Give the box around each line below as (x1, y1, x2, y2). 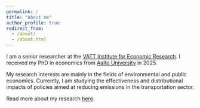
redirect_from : (6, 25, 44, 32)
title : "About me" (6, 14, 52, 20)
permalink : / (6, 8, 39, 15)
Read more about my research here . (6, 95, 95, 102)
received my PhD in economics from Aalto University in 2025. (6, 59, 158, 66)
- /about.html (11, 36, 47, 42)
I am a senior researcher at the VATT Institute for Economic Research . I (6, 53, 181, 60)
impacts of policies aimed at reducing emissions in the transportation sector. (6, 84, 195, 90)
